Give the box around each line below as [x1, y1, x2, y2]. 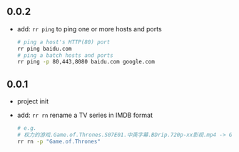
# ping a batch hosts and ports [16, 51, 113, 59]
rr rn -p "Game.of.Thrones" [16, 138, 101, 145]
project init [16, 97, 49, 106]
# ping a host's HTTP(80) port [16, 39, 111, 46]
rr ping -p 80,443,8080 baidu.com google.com [16, 59, 155, 66]
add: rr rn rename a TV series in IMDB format [16, 111, 153, 120]
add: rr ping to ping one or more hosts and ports [16, 24, 162, 33]
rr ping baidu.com [16, 45, 72, 52]
